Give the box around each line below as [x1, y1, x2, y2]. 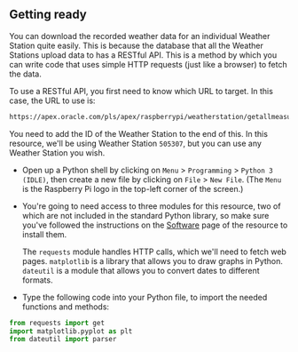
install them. [21, 228, 67, 239]
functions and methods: [21, 301, 109, 312]
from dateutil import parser [9, 335, 117, 344]
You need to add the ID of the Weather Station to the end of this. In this [9, 128, 269, 139]
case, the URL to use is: [9, 95, 96, 106]
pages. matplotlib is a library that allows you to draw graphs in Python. [21, 255, 284, 266]
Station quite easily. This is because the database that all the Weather [9, 40, 263, 51]
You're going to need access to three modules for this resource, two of [21, 200, 281, 212]
